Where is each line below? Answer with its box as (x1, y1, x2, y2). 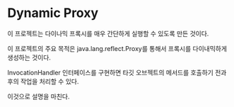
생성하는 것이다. (7, 53, 52, 62)
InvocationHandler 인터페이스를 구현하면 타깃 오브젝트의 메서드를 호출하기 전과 (7, 68, 227, 77)
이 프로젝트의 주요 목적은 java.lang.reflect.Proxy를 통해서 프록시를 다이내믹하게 (7, 44, 228, 52)
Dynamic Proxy (7, 5, 99, 21)
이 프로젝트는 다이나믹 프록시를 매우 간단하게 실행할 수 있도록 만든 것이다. (7, 29, 209, 38)
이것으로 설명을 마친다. (7, 92, 70, 101)
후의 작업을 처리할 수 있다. (7, 77, 79, 86)
